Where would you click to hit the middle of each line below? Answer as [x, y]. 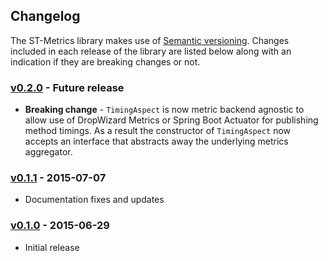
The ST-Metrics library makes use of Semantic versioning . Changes [150, 40]
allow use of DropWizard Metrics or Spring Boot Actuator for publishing [171, 120]
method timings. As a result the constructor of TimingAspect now [158, 131]
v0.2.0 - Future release [67, 87]
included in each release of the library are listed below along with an [151, 51]
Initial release [52, 247]
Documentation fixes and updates [94, 200]
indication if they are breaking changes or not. [105, 61]
